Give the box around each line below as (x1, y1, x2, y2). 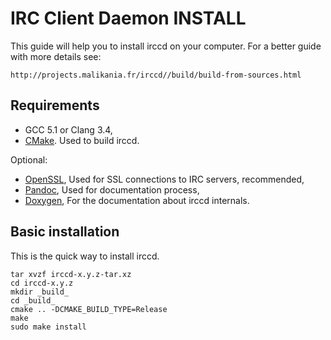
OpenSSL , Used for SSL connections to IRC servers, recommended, (24, 173, 305, 185)
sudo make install (10, 322, 87, 332)
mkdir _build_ (10, 287, 70, 297)
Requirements (10, 97, 100, 114)
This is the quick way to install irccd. (10, 250, 160, 262)
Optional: (10, 153, 48, 166)
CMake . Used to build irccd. (24, 134, 140, 146)
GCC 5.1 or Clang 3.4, (24, 123, 113, 136)
